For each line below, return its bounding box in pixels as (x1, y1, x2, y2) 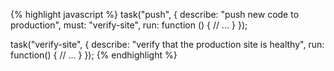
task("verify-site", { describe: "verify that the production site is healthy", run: (10, 39, 325, 50)
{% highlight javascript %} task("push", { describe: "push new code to (10, 9, 300, 20)
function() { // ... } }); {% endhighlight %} (10, 49, 178, 61)
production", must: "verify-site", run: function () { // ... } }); (10, 19, 248, 31)
